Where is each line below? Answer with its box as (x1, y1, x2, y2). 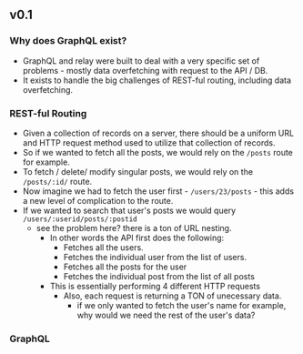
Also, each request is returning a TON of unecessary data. (63, 290, 282, 301)
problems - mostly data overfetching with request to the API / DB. (22, 65, 268, 76)
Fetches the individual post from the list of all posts (63, 270, 255, 281)
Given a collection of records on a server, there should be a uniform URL (22, 127, 294, 138)
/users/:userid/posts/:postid (22, 214, 138, 224)
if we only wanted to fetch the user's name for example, (76, 299, 287, 310)
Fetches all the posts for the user (63, 261, 187, 272)
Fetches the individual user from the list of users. (63, 251, 247, 262)
